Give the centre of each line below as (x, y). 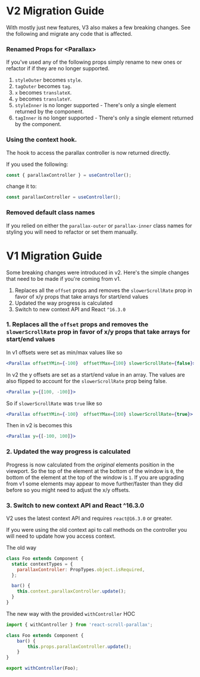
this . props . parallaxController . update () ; (80, 647)
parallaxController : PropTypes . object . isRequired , (81, 569)
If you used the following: (37, 164)
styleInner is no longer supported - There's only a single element (96, 105)
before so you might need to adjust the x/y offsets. (68, 490)
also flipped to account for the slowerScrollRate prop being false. (87, 381)
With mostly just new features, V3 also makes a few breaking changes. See (98, 27)
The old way (21, 547)
